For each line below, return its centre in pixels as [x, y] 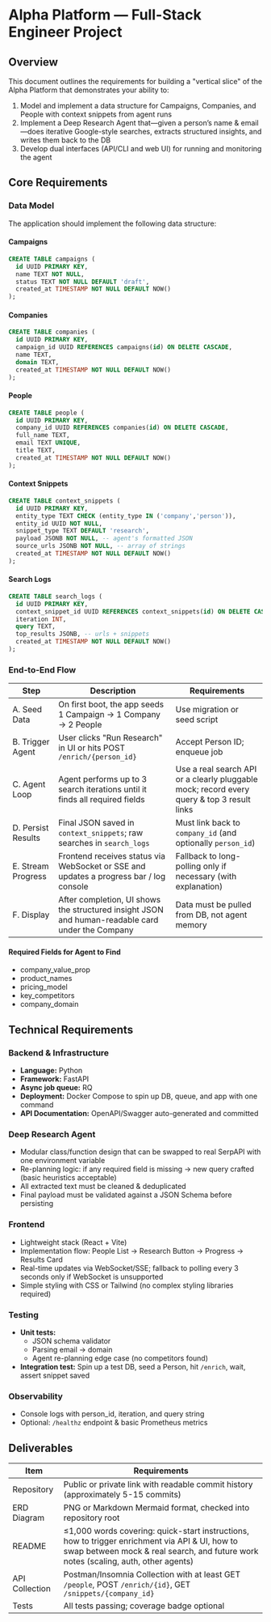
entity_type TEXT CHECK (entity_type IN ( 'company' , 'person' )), [126, 516]
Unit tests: [38, 1332]
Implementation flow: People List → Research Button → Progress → [132, 1250]
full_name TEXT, [43, 435]
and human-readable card [108, 920]
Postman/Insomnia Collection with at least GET [152, 1574]
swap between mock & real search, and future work [161, 1552]
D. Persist [31, 828]
